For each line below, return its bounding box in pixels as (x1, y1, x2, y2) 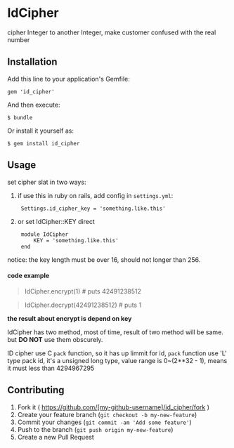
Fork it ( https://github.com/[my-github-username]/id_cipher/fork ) (17, 402, 209, 411)
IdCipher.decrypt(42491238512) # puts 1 (24, 301, 142, 309)
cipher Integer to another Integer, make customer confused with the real (7, 28, 216, 37)
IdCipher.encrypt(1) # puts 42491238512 (24, 286, 142, 296)
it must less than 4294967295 (7, 364, 95, 372)
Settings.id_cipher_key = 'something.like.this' (20, 205, 167, 212)
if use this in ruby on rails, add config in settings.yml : (17, 191, 174, 199)
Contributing (7, 384, 65, 396)
